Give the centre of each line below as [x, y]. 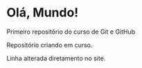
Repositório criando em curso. [50, 45]
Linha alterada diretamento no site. [56, 58]
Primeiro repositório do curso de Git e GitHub [71, 32]
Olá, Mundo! [43, 13]
